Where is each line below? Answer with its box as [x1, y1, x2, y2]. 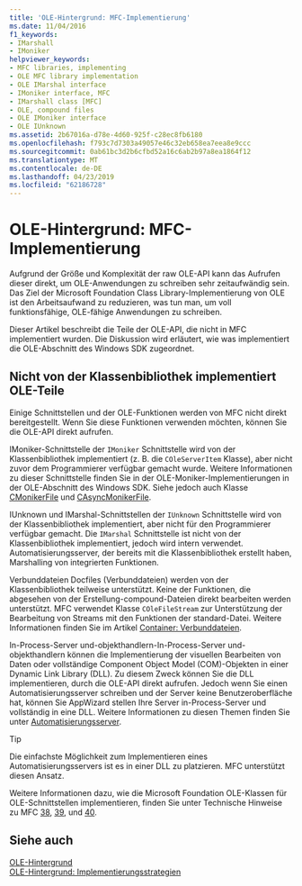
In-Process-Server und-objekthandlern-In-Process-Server [9, 639, 226, 650]
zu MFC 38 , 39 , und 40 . [9, 807, 97, 818]
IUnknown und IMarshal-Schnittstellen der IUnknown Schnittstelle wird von [9, 509, 281, 520]
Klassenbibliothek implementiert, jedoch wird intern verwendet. [9, 538, 244, 548]
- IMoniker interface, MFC [9, 88, 111, 97]
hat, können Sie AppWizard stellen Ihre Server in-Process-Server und [9, 697, 267, 708]
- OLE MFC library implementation [9, 72, 139, 81]
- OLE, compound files [9, 105, 94, 114]
